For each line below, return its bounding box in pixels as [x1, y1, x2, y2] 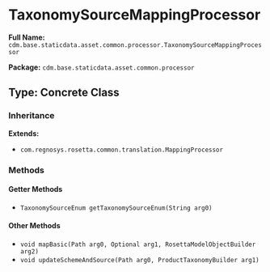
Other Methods [8, 221, 61, 231]
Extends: [8, 128, 40, 138]
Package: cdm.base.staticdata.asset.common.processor [8, 62, 195, 72]
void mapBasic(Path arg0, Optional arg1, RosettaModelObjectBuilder [19, 240, 256, 249]
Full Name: [8, 32, 45, 42]
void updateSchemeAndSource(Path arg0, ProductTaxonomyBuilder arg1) [19, 256, 260, 264]
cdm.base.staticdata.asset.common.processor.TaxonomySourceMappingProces [8, 40, 263, 49]
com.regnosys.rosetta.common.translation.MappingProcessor [19, 146, 224, 154]
